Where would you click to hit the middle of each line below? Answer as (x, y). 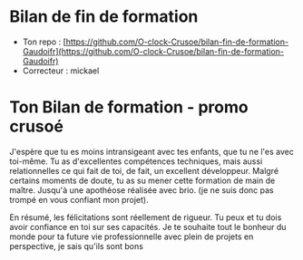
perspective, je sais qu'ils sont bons (76, 246)
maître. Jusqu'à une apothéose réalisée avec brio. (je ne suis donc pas (142, 190)
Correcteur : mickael (61, 71)
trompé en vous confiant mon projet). (79, 199)
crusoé (36, 126)
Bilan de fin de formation (104, 17)
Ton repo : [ (44, 42)
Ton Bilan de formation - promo (129, 107)
